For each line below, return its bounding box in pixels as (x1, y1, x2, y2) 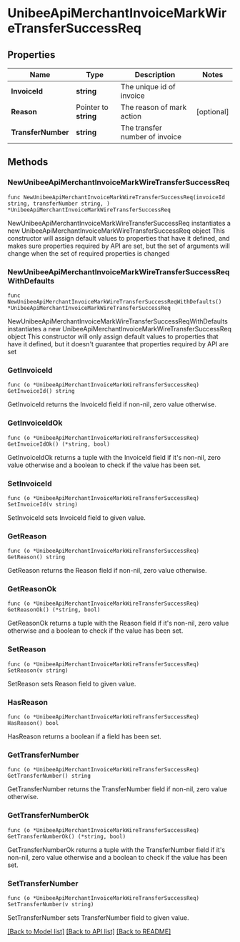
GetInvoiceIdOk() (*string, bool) (7, 441, 111, 448)
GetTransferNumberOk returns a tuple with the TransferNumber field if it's (7, 845, 226, 854)
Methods (7, 156, 49, 169)
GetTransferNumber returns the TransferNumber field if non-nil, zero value (7, 785, 227, 793)
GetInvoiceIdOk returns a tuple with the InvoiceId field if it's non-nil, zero (7, 453, 221, 461)
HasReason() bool (7, 720, 59, 727)
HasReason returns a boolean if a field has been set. (7, 732, 162, 741)
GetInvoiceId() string (7, 388, 75, 395)
